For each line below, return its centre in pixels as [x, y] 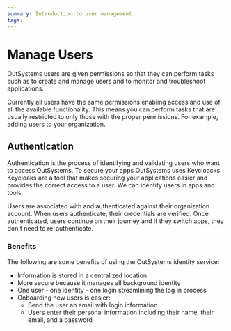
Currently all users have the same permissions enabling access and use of [114, 102]
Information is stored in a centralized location [82, 275]
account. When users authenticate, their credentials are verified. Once [108, 214]
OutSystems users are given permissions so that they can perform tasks [111, 74]
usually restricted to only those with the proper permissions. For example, [113, 117]
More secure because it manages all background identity [99, 282]
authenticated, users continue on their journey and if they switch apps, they [115, 221]
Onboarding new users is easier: [64, 298]
